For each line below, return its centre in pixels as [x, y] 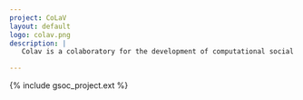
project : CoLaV [38, 18]
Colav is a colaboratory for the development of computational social [158, 52]
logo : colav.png [40, 35]
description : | [38, 43]
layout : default [40, 26]
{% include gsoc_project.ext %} [69, 85]
